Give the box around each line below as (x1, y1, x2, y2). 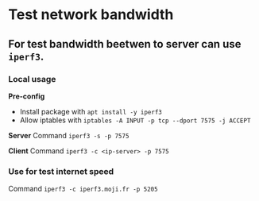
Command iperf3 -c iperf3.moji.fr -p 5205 (8, 184, 158, 194)
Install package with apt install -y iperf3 (19, 106, 163, 116)
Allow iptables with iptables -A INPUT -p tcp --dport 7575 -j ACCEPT (19, 115, 251, 125)
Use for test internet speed (8, 165, 114, 176)
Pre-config (8, 91, 45, 101)
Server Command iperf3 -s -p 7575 (8, 130, 129, 140)
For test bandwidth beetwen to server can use (8, 37, 242, 51)
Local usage (8, 73, 56, 84)
